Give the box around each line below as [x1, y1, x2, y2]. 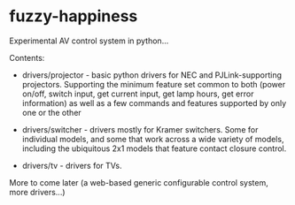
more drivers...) [9, 186, 66, 197]
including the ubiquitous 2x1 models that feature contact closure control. [21, 143, 287, 154]
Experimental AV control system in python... [9, 35, 169, 46]
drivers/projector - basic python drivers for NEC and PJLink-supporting [21, 69, 282, 80]
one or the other [21, 107, 82, 118]
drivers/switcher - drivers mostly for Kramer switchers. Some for [21, 124, 259, 134]
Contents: [9, 52, 45, 63]
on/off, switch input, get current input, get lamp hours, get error [21, 88, 254, 99]
